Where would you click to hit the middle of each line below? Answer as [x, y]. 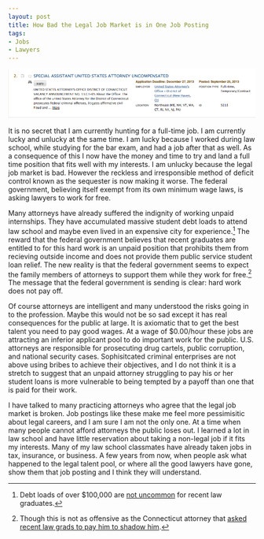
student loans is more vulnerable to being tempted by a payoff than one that [131, 381]
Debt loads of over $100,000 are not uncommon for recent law [121, 495]
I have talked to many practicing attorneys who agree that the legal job [122, 405]
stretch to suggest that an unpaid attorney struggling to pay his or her [121, 374]
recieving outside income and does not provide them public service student [130, 256]
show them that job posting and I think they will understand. [105, 472]
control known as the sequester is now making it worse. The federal [118, 180]
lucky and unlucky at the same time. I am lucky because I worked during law [132, 139]
